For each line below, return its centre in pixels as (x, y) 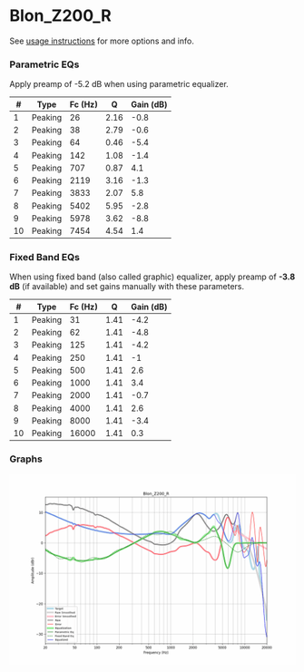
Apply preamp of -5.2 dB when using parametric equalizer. (119, 84)
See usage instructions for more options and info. (102, 41)
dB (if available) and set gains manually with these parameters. (127, 287)
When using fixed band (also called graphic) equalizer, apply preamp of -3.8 (152, 277)
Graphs (26, 459)
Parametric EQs (44, 64)
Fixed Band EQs (44, 257)
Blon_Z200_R (60, 16)
